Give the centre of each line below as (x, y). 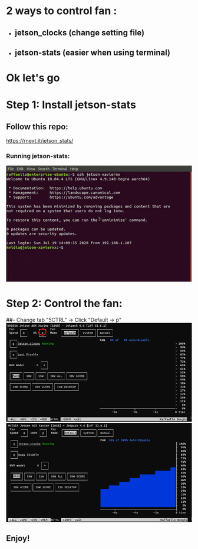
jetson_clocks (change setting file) (80, 33)
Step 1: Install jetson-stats (71, 105)
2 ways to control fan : (62, 11)
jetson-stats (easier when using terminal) (93, 52)
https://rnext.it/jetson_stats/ (40, 141)
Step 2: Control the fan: (64, 303)
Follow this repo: (37, 126)
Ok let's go (33, 78)
